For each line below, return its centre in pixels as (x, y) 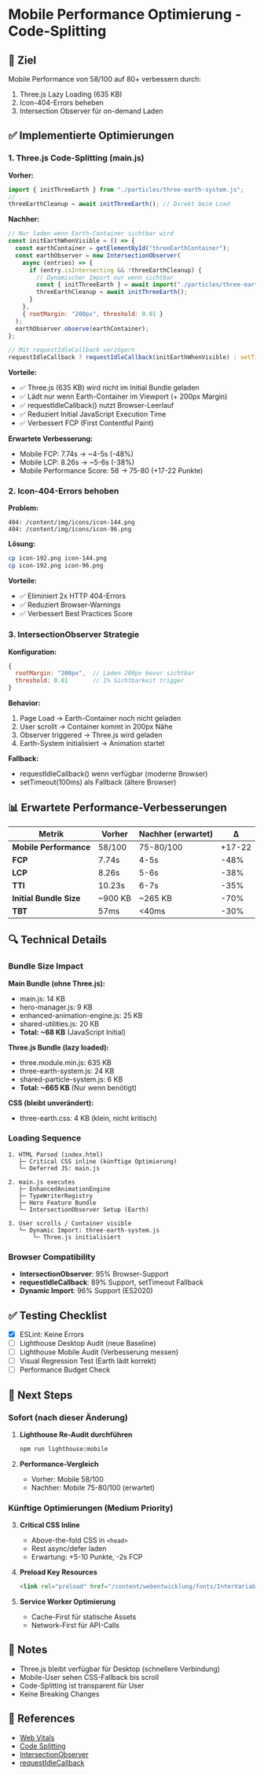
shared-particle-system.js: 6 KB (71, 1079)
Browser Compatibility (52, 1257)
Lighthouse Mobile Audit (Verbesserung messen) (99, 1352)
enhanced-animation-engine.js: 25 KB (81, 1015)
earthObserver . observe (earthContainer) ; (82, 329)
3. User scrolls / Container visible (70, 1223)
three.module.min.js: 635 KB (65, 1062)
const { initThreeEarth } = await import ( (107, 285)
